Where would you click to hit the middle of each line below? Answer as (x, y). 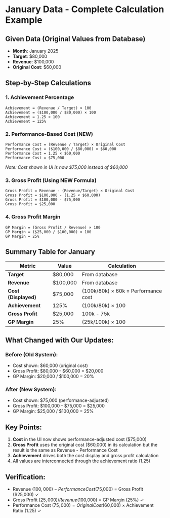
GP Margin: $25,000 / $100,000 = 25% (53, 411)
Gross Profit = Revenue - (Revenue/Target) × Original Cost (70, 191)
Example (24, 20)
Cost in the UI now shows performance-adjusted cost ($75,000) (79, 439)
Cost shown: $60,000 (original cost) (50, 365)
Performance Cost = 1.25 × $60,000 (43, 153)
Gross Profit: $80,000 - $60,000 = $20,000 (58, 371)
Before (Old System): (32, 354)
